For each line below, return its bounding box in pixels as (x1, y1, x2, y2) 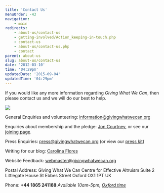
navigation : (5, 16, 30, 21)
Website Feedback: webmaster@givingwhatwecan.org (5, 157, 116, 163)
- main (14, 21, 28, 26)
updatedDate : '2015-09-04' (5, 72, 61, 77)
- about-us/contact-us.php (14, 44, 70, 49)
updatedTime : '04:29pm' (5, 76, 54, 81)
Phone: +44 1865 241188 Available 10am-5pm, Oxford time (5, 182, 126, 188)
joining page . (5, 129, 32, 135)
